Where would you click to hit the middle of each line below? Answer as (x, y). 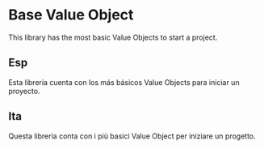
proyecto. (24, 91)
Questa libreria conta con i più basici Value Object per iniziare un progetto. (132, 136)
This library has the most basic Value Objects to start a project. (113, 37)
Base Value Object (71, 15)
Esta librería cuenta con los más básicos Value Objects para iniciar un (124, 82)
